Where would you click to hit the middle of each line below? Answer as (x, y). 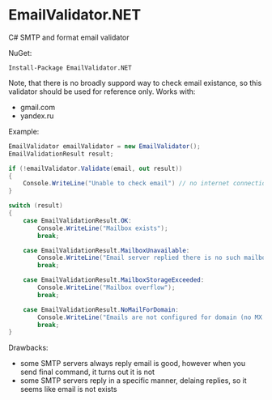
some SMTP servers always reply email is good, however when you (132, 364)
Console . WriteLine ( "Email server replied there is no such (139, 258)
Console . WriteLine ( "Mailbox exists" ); (103, 228)
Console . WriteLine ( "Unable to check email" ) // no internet (126, 184)
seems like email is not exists (68, 389)
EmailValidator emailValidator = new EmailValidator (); (104, 146)
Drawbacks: (28, 348)
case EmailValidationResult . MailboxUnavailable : (106, 250)
